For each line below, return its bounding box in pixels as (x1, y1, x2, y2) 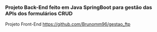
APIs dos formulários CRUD (5, 10, 73, 17)
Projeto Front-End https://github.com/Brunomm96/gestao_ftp (5, 21, 131, 27)
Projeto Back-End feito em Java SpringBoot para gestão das (5, 4, 153, 11)
